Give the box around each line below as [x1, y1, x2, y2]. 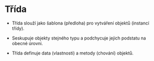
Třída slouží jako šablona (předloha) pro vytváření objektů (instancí [11, 20, 150, 26]
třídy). [11, 25, 24, 31]
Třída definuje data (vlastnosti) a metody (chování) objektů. [11, 50, 134, 56]
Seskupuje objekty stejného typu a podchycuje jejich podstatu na [11, 35, 147, 41]
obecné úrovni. [11, 40, 43, 46]
